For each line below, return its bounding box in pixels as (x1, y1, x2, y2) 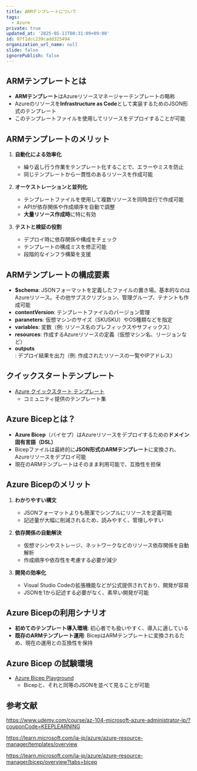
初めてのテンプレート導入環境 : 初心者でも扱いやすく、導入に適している (14, 625, 189, 632)
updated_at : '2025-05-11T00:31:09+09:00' (6, 31, 110, 37)
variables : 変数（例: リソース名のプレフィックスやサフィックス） (14, 324, 173, 331)
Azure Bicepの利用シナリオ (6, 608, 106, 618)
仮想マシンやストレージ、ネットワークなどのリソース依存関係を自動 (23, 541, 189, 549)
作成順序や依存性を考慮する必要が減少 (23, 556, 117, 563)
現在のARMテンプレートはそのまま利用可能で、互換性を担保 (14, 460, 162, 467)
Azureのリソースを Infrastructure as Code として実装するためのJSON (14, 100, 183, 107)
